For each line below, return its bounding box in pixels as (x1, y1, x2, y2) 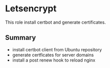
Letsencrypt (5, 3, 57, 14)
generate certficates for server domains (12, 52, 94, 58)
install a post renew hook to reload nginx (12, 57, 96, 63)
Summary (5, 34, 36, 42)
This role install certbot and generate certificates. (5, 19, 106, 25)
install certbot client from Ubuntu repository (12, 46, 102, 52)
